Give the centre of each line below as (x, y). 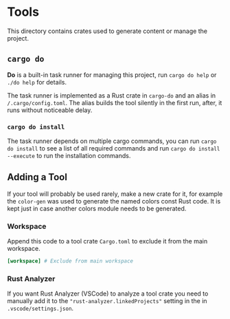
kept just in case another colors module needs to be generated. (97, 208)
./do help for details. (37, 82)
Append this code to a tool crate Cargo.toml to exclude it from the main (107, 241)
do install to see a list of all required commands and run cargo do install (114, 148)
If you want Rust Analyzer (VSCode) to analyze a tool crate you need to (108, 294)
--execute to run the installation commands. (69, 156)
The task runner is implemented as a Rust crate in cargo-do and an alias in (112, 95)
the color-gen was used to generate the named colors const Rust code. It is (114, 201)
